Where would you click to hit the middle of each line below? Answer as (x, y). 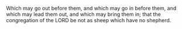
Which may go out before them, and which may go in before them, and (91, 8)
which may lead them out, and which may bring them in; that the (83, 14)
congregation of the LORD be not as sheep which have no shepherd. (89, 20)
